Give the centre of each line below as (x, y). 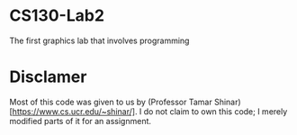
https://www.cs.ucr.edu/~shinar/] (74, 111)
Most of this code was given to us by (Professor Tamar (111, 102)
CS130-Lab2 (57, 16)
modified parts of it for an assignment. (80, 121)
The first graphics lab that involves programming (99, 40)
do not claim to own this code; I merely (216, 111)
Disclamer (48, 77)
